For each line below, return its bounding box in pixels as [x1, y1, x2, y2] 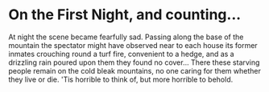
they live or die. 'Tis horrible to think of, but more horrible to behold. [8, 74, 234, 84]
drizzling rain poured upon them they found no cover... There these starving [8, 58, 260, 67]
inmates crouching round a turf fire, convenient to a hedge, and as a [8, 49, 235, 58]
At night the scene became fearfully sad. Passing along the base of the [8, 32, 244, 42]
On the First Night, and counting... [8, 6, 242, 24]
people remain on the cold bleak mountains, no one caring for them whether [8, 66, 262, 75]
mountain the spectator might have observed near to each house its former [8, 40, 258, 50]
